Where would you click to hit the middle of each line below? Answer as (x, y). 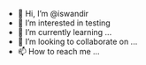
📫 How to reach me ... (58, 51)
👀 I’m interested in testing (64, 23)
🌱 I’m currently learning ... (65, 32)
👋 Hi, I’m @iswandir (53, 14)
